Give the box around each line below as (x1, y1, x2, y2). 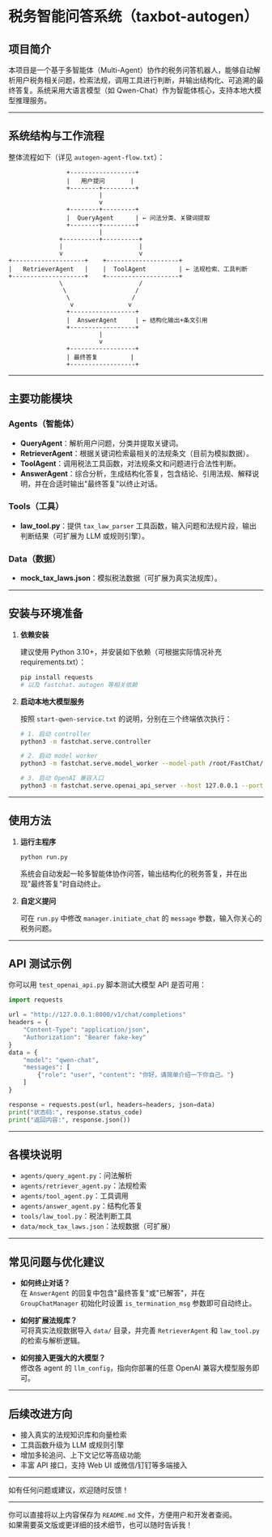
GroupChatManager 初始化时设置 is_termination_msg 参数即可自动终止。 (19, 1298, 257, 1309)
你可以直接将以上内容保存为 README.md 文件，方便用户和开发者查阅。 (8, 1509, 237, 1519)
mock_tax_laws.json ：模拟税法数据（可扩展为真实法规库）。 (19, 573, 223, 583)
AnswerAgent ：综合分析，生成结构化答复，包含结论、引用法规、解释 (19, 468, 253, 478)
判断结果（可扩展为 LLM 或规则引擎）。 (19, 531, 150, 540)
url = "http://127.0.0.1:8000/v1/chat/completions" (8, 1010, 186, 1019)
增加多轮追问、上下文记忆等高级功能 (19, 1449, 142, 1459)
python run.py (19, 852, 68, 861)
